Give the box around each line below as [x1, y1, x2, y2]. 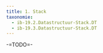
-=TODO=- [6, 41, 33, 48]
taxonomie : [6, 14, 33, 20]
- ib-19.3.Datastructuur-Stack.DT [11, 25, 97, 31]
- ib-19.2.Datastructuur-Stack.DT [11, 19, 97, 25]
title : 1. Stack [6, 8, 46, 15]
